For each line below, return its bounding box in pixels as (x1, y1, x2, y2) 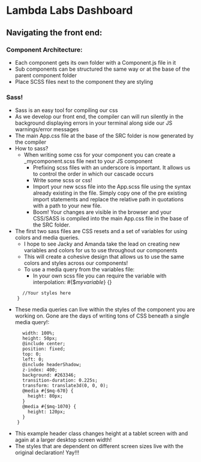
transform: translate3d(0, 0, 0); (22, 383, 109, 389)
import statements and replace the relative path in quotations (32, 196, 184, 203)
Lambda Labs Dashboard (6, 4, 133, 17)
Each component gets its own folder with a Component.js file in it (14, 59, 176, 66)
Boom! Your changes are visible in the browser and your (32, 209, 172, 216)
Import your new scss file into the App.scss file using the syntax (32, 183, 191, 191)
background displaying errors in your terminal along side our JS (14, 119, 173, 126)
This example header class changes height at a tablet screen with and (14, 430, 188, 437)
